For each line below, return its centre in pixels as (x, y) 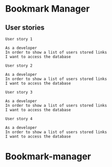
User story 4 (19, 119)
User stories (25, 28)
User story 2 (19, 66)
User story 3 (19, 92)
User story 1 (19, 39)
